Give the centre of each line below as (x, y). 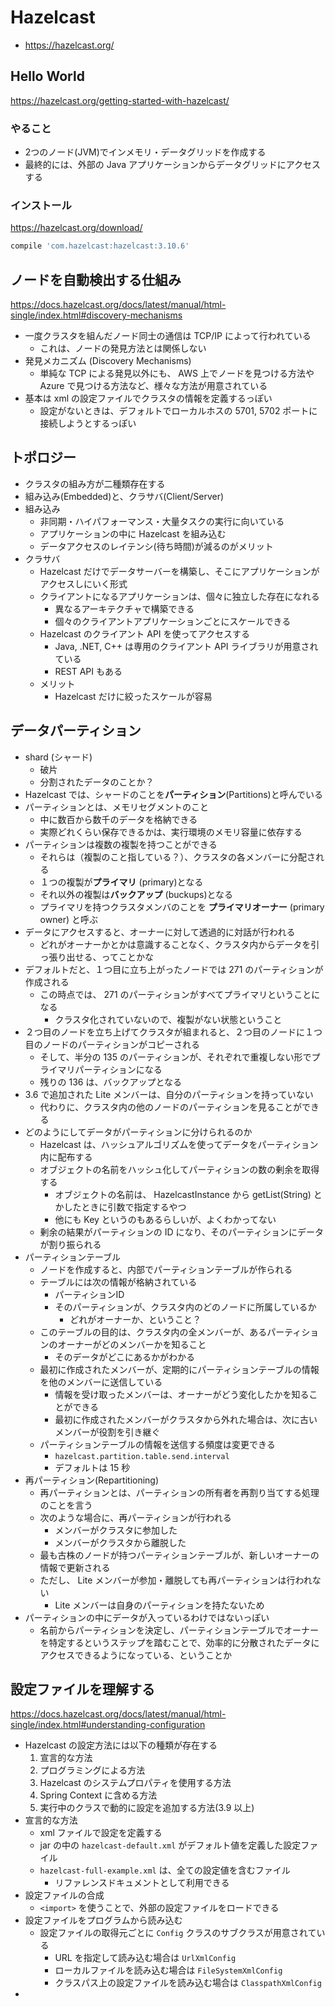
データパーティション (76, 731)
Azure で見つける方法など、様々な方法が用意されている (153, 386)
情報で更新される (75, 1567)
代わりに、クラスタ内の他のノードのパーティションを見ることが (171, 1107)
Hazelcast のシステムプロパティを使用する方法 (135, 1783)
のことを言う (66, 1505)
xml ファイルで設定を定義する (101, 1833)
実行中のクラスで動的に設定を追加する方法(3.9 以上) (147, 1808)
